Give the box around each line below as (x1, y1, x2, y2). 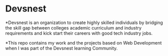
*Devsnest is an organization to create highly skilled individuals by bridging (5, 19, 163, 25)
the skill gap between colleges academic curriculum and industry (5, 24, 142, 30)
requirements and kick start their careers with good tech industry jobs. (5, 30, 153, 36)
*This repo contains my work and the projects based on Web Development (5, 39, 162, 45)
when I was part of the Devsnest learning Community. (5, 45, 118, 51)
